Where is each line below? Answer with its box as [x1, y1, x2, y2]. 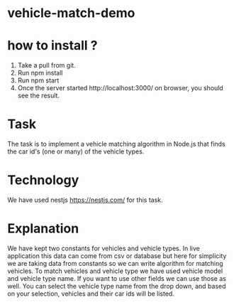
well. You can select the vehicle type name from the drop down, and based [7, 282, 226, 290]
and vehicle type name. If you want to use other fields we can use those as [7, 274, 227, 282]
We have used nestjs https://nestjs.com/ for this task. [7, 196, 163, 204]
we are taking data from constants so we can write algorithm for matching [7, 259, 223, 267]
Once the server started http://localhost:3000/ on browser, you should [17, 84, 223, 92]
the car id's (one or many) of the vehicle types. [7, 147, 145, 156]
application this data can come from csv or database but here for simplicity [7, 251, 227, 260]
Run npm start [17, 76, 60, 85]
